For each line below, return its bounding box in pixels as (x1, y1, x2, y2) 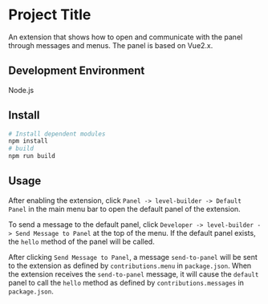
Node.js (8, 85, 35, 95)
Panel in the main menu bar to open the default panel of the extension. (8, 204, 241, 213)
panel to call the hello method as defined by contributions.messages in (8, 278, 245, 287)
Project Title (8, 6, 91, 24)
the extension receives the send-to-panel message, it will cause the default (8, 269, 259, 278)
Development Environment (8, 64, 145, 78)
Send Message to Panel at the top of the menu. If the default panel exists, (15, 228, 256, 237)
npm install (8, 137, 48, 145)
